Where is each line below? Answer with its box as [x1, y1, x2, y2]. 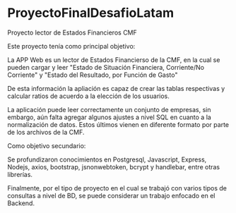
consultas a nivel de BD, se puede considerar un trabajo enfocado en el [7, 191, 216, 200]
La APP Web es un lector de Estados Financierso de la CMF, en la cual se [7, 55, 220, 64]
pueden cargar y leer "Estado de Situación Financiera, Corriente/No [7, 63, 205, 71]
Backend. [7, 199, 35, 207]
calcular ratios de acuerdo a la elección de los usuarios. [7, 92, 170, 100]
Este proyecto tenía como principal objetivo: [7, 42, 136, 50]
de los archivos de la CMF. [7, 128, 85, 136]
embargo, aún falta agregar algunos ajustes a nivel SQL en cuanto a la [7, 113, 212, 121]
